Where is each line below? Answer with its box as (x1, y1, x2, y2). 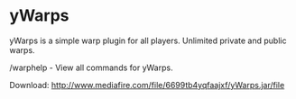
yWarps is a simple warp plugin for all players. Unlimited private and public (9, 35, 287, 46)
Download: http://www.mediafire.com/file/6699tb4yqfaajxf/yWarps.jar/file (9, 79, 285, 90)
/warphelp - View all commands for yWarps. (9, 62, 173, 73)
